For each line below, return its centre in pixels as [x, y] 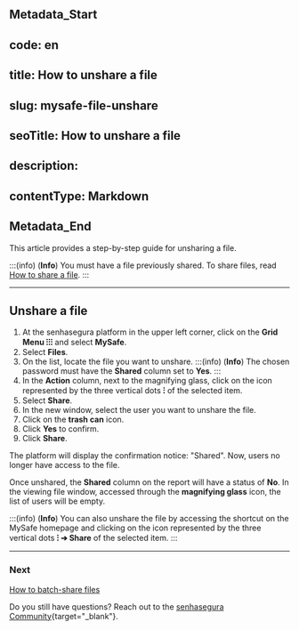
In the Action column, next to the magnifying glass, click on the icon [147, 381]
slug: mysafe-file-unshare [84, 105]
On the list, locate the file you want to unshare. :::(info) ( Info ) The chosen [156, 362]
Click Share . [45, 439]
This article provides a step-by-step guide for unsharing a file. [123, 247]
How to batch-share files [55, 589]
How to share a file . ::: [49, 274]
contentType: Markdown [79, 196]
